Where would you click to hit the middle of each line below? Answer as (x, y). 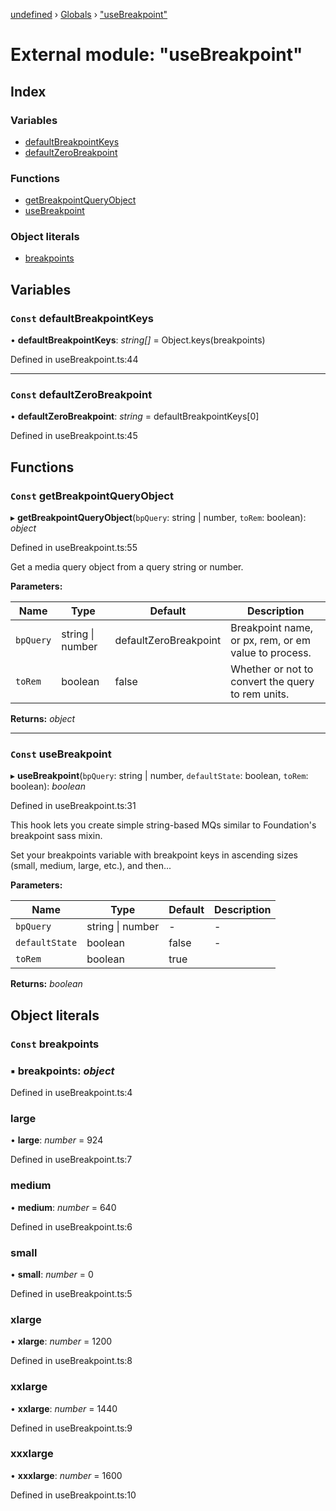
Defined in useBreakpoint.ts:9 (71, 1428)
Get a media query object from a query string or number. (127, 567)
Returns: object (43, 719)
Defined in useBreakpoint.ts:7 (71, 1160)
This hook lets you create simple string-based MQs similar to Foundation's (163, 825)
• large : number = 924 (57, 1140)
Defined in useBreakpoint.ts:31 (73, 806)
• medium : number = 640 (63, 1207)
